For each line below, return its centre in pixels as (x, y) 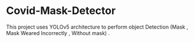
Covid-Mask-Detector (61, 11)
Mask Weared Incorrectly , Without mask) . (58, 33)
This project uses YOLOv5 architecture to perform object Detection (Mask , (97, 27)
